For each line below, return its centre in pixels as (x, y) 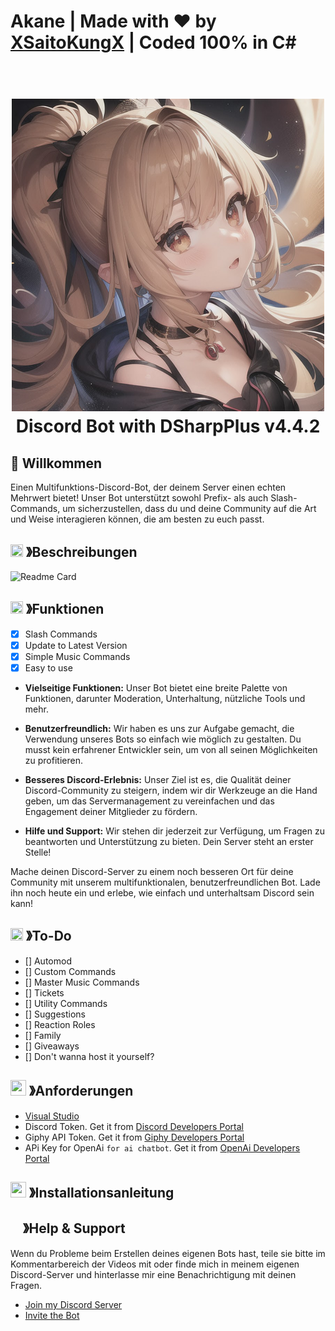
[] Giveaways (52, 1046)
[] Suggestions (55, 1014)
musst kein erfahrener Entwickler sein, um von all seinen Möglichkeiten (171, 750)
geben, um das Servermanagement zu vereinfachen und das (149, 801)
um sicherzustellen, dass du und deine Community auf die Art (189, 509)
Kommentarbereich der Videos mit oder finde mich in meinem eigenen (155, 1264)
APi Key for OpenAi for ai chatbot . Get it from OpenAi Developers (162, 1147)
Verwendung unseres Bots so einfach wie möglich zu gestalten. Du (163, 739)
